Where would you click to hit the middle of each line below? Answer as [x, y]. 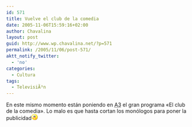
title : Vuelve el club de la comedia [53, 19]
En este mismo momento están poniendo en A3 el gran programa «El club [96, 105]
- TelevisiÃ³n [29, 87]
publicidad [19, 118]
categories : [21, 69]
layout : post [22, 38]
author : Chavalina [29, 31]
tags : [13, 81]
